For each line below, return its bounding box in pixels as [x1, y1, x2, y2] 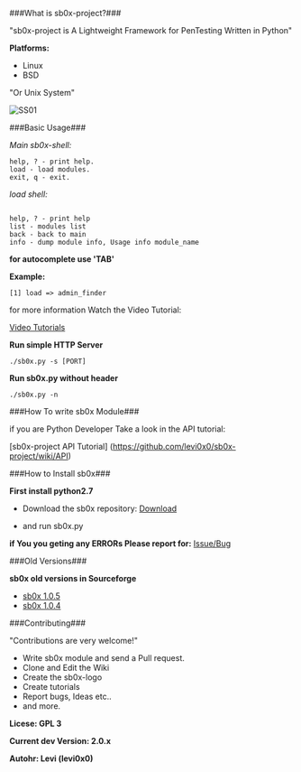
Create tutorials [22, 682, 80, 692]
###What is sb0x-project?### [9, 8, 122, 18]
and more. [22, 701, 61, 712]
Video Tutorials [9, 322, 66, 332]
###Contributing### [9, 618, 87, 628]
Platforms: [9, 42, 50, 53]
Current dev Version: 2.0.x [9, 736, 111, 746]
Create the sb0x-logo [22, 672, 103, 683]
